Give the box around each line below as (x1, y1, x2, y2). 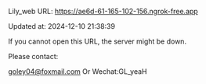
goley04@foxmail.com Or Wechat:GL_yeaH (8, 67, 147, 76)
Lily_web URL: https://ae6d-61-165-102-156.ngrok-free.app (8, 7, 198, 16)
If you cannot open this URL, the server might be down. (8, 37, 186, 46)
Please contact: (8, 52, 59, 61)
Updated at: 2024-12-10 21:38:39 (8, 22, 116, 30)
